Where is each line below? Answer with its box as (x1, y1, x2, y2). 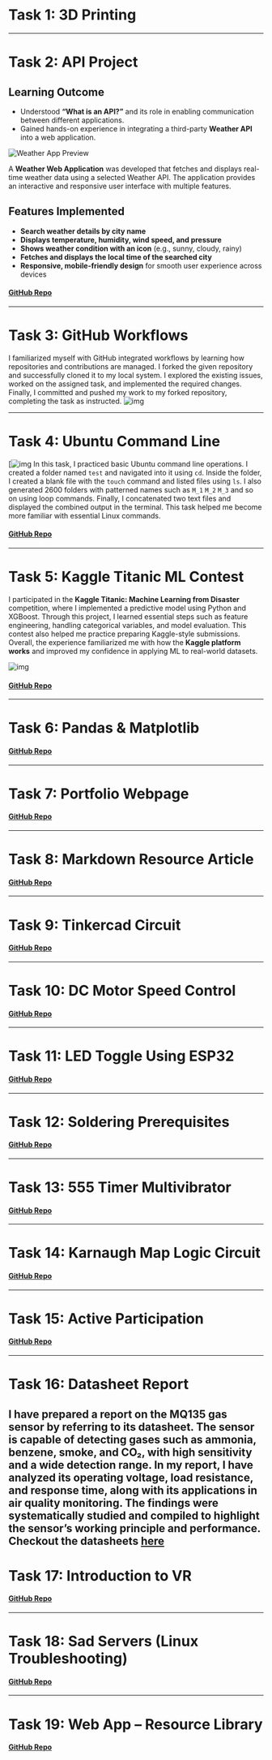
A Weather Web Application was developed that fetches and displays (8, 164, 243, 174)
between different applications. (19, 115, 125, 125)
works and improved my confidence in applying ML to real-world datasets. (8, 646, 258, 656)
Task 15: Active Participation (8, 1309, 204, 1328)
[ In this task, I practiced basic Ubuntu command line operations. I (8, 458, 249, 468)
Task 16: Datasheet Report (8, 1375, 189, 1393)
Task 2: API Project (8, 53, 138, 71)
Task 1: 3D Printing (8, 6, 137, 24)
